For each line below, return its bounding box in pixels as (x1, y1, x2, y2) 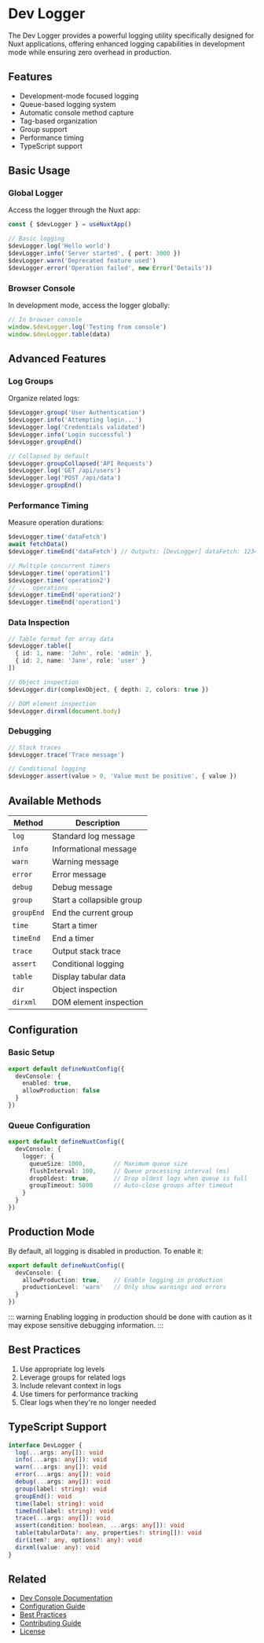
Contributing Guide (19, 1619, 82, 1628)
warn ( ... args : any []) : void (15, 1463, 108, 1471)
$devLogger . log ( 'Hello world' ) (8, 242, 111, 250)
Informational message (52, 844, 137, 854)
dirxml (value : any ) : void (15, 1543, 101, 1551)
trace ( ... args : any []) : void (15, 1514, 111, 1522)
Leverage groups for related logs (19, 1373, 126, 1382)
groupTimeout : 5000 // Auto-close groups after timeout (28, 1182, 234, 1189)
